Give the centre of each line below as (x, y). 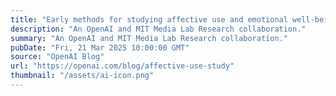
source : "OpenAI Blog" (57, 57)
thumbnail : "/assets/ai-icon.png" (82, 76)
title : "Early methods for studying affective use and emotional (149, 19)
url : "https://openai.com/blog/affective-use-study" (122, 66)
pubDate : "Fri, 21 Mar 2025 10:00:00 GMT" (100, 47)
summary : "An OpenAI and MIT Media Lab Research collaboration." (149, 38)
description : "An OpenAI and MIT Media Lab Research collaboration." (158, 29)
